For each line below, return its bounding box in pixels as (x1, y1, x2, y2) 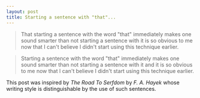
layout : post (6, 8, 39, 15)
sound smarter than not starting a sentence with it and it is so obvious (20, 61, 193, 68)
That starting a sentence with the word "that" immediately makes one (20, 30, 192, 37)
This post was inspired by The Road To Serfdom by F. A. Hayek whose (6, 78, 180, 86)
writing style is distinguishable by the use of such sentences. (6, 85, 156, 92)
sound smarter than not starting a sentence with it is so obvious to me (20, 37, 193, 44)
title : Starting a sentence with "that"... (6, 14, 116, 20)
